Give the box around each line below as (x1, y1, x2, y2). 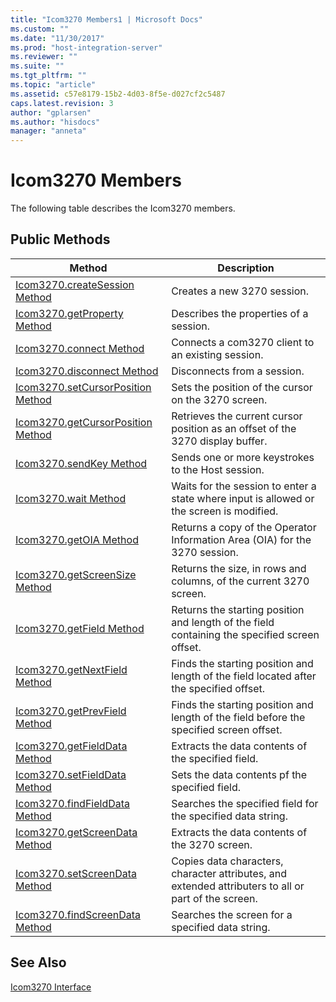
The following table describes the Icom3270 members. (10, 202, 236, 215)
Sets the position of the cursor (171, 380, 313, 394)
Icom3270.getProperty (15, 306, 124, 320)
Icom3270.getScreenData (15, 825, 138, 839)
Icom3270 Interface (10, 981, 92, 993)
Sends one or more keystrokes (171, 450, 315, 464)
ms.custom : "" (10, 24, 70, 34)
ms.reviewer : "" (10, 52, 78, 62)
